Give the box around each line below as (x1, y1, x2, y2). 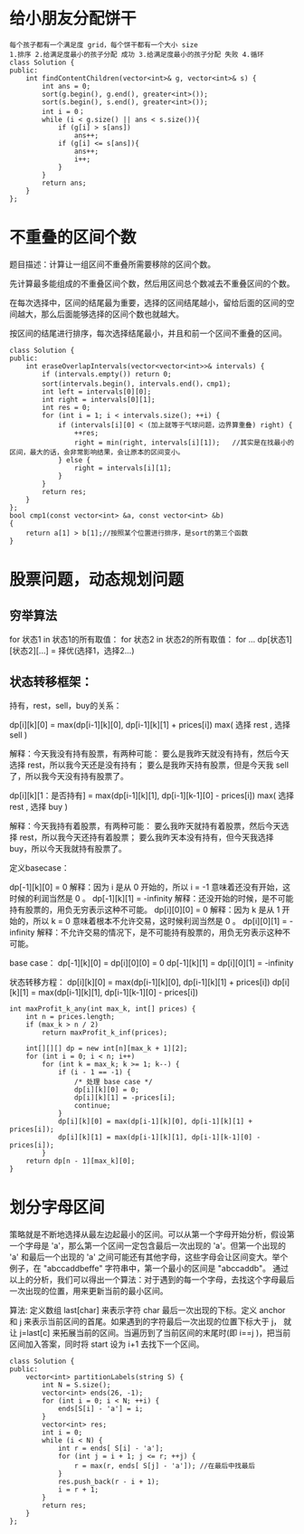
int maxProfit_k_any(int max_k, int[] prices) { (9, 1004, 196, 1014)
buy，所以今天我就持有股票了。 (9, 843, 127, 853)
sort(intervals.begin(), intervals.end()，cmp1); (42, 379, 232, 388)
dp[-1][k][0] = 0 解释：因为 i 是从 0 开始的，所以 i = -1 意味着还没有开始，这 (9, 881, 291, 892)
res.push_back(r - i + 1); (57, 1477, 160, 1486)
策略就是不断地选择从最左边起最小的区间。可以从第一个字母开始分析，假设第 (9, 1228, 295, 1240)
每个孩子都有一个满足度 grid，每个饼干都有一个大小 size (9, 40, 199, 50)
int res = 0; (42, 403, 91, 412)
